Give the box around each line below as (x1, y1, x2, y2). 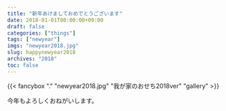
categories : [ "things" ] (7, 29, 76, 37)
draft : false (7, 23, 45, 30)
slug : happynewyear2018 (7, 49, 76, 56)
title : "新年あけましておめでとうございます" (7, 10, 123, 17)
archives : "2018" (7, 55, 58, 62)
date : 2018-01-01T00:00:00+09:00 (7, 17, 104, 24)
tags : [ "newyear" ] (7, 36, 60, 43)
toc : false (7, 62, 39, 69)
